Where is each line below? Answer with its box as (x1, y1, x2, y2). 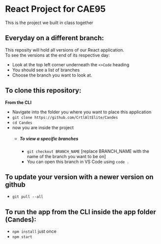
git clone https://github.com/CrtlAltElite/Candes (12, 115, 118, 120)
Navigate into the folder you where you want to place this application (12, 109, 152, 115)
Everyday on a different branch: (5, 34, 104, 42)
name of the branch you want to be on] (27, 153, 107, 159)
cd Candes (12, 120, 33, 125)
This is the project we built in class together (5, 20, 93, 26)
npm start (12, 235, 33, 240)
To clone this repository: (5, 86, 81, 95)
